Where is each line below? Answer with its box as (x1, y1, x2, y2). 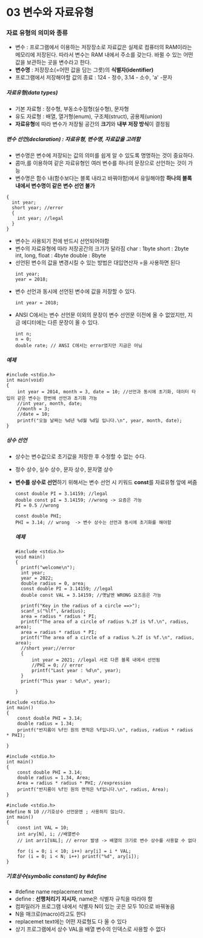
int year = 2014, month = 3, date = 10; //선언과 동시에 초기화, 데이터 (17, 389, 190, 395)
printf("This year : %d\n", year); (21, 678, 111, 685)
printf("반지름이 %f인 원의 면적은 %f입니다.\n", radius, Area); (17, 787, 169, 793)
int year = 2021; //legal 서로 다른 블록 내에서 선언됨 (31, 657, 161, 664)
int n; (15, 331, 32, 337)
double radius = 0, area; (21, 580, 86, 587)
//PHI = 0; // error (31, 662, 84, 668)
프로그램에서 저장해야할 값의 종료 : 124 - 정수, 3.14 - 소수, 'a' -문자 (15, 74, 173, 81)
